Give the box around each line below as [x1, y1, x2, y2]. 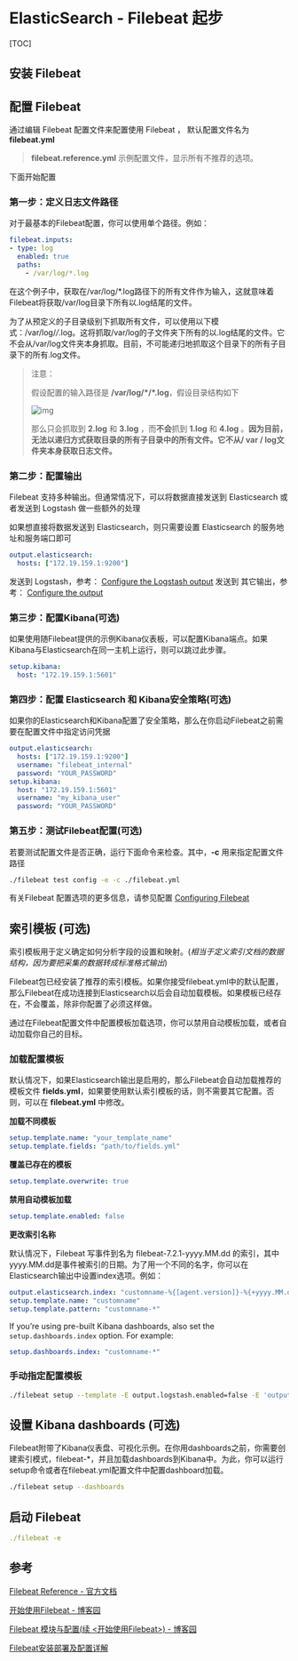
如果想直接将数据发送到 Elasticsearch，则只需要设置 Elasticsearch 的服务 [9, 522, 277, 533]
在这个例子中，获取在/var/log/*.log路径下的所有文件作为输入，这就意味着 [9, 285, 275, 296]
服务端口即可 [24, 533, 72, 543]
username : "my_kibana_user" [17, 793, 122, 803]
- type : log [9, 244, 53, 253]
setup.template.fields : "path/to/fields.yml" [9, 1142, 180, 1151]
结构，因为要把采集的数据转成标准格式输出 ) [9, 958, 169, 968]
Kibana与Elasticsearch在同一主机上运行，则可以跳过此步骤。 [9, 645, 231, 655]
